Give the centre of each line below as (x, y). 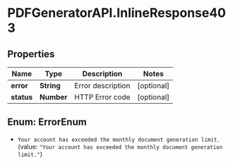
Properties (31, 54)
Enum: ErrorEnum (47, 122)
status (22, 97)
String (50, 86)
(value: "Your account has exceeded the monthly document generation (120, 147)
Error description (102, 86)
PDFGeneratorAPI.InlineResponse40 (117, 13)
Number (53, 97)
